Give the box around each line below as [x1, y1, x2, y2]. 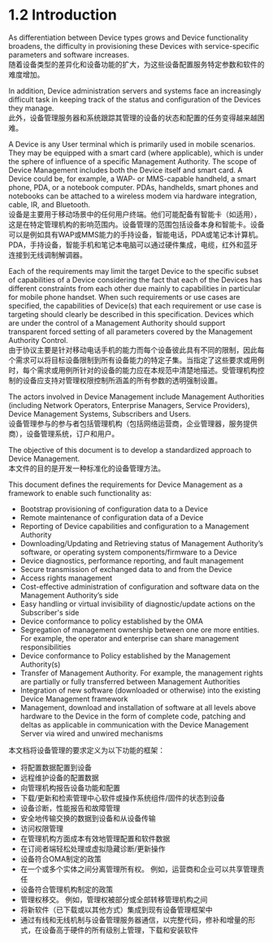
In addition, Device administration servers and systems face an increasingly [8, 85, 262, 95]
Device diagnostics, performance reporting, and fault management [19, 555, 244, 566]
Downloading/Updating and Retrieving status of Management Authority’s [19, 538, 264, 548]
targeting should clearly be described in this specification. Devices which [8, 309, 254, 319]
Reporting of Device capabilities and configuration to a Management [19, 521, 249, 531]
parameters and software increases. [8, 50, 130, 59]
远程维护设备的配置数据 [19, 772, 99, 782]
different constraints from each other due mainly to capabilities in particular [8, 283, 262, 293]
